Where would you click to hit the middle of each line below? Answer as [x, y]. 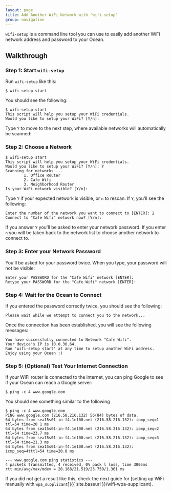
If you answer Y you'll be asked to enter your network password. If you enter [86, 227]
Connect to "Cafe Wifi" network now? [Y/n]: [54, 218]
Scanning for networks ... [34, 171]
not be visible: [20, 268]
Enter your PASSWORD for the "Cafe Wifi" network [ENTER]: [70, 277]
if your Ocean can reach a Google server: [49, 383]
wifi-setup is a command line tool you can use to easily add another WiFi [83, 34]
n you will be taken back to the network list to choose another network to [82, 233]
